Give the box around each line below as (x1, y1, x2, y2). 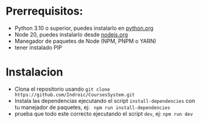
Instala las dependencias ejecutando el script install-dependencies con (14, 97, 196, 104)
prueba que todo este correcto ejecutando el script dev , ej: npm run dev (14, 110, 193, 117)
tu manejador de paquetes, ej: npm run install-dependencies (14, 104, 171, 111)
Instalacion (5, 65, 63, 79)
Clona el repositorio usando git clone (14, 85, 110, 93)
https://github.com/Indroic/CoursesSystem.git (14, 91, 135, 98)
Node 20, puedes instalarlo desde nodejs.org (14, 30, 129, 38)
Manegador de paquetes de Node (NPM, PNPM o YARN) (14, 37, 157, 44)
